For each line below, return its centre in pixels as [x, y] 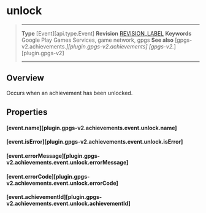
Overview [25, 78]
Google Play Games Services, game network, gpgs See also [97, 40]
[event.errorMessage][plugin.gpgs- [53, 156]
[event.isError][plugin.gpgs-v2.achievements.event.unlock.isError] [95, 142]
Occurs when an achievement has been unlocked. [70, 93]
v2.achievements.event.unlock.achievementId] [68, 204]
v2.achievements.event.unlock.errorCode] [62, 183]
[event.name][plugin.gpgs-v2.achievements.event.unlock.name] [92, 128]
